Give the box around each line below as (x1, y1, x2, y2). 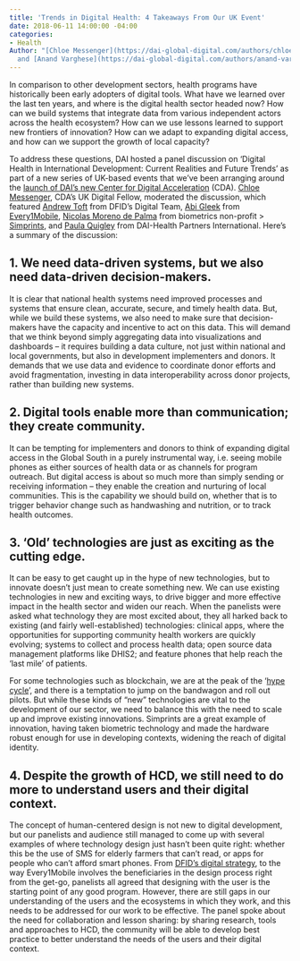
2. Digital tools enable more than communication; (9, 404, 289, 421)
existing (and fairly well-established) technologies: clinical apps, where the (9, 620, 285, 631)
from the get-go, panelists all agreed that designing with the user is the (9, 877, 271, 888)
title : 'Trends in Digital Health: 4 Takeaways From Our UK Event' (9, 13, 266, 22)
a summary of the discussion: (9, 230, 119, 240)
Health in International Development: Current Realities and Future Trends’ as (9, 163, 289, 174)
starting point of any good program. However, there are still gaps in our (9, 887, 271, 897)
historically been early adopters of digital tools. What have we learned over (9, 89, 286, 99)
